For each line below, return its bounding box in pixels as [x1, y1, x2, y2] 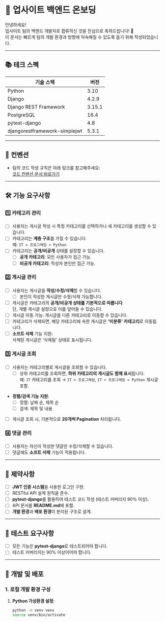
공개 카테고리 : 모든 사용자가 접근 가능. [19, 254, 92, 260]
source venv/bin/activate [12, 612, 65, 617]
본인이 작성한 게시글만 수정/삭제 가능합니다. [19, 293, 103, 299]
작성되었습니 [134, 34, 159, 40]
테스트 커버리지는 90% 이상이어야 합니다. [12, 549, 92, 555]
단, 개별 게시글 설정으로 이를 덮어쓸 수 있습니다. [12, 306, 103, 312]
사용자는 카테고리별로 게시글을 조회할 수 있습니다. [12, 364, 107, 370]
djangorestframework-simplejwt [7, 127, 82, 134]
